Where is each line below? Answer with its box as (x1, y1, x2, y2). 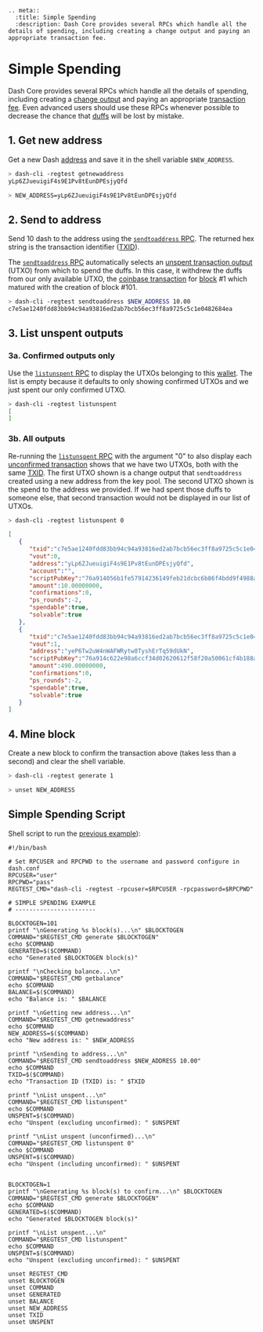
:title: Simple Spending (15, 13, 96, 21)
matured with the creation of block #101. (8, 283, 138, 292)
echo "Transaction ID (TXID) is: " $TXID (8, 1078, 146, 1085)
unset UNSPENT (8, 1318, 55, 1326)
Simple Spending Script (8, 808, 126, 822)
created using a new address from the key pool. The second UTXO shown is (8, 476, 254, 485)
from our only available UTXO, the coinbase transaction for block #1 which (8, 274, 248, 284)
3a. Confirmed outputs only (8, 350, 116, 361)
